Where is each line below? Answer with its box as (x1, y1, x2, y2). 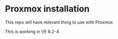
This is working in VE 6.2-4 (5, 28, 59, 34)
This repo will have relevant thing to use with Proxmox (5, 19, 113, 25)
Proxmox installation (5, 3, 90, 14)
